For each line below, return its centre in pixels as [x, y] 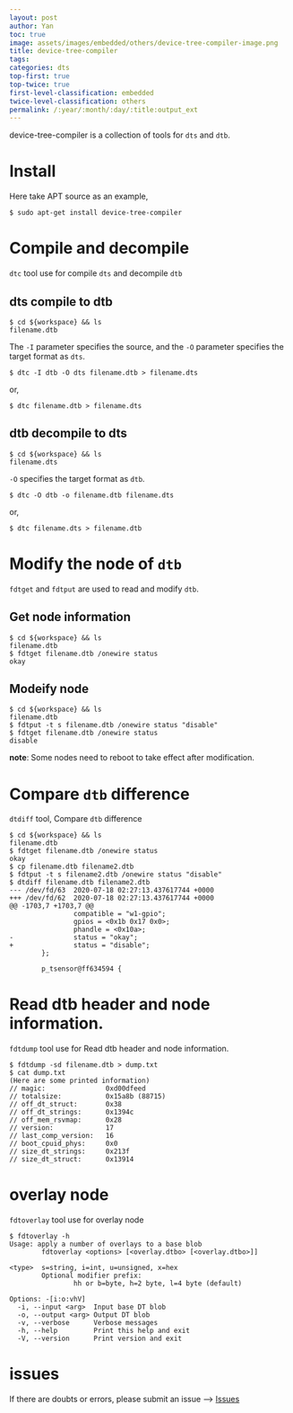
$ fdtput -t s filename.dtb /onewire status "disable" [114, 725]
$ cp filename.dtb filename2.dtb [72, 867]
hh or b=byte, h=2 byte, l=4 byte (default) [158, 1284]
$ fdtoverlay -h [39, 1237]
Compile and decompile [99, 249]
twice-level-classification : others [78, 101]
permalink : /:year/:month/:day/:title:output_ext [104, 110]
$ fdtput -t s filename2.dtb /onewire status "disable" [116, 875]
